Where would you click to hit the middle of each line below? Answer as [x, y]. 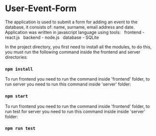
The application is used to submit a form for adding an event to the [71, 22]
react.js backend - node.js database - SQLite [52, 37]
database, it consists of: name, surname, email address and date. [70, 27]
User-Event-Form [41, 8]
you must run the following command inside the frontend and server [73, 52]
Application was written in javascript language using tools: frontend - [75, 32]
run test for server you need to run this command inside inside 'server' [75, 111]
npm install [19, 69]
